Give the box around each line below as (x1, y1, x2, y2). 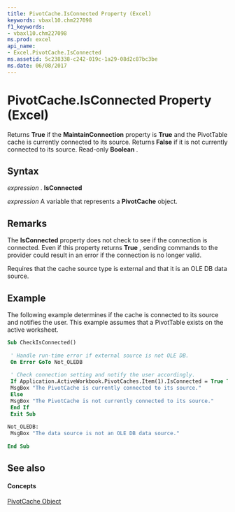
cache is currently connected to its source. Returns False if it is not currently (7, 138, 228, 146)
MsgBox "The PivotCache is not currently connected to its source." (10, 397, 215, 404)
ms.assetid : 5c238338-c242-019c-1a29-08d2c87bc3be (7, 56, 158, 63)
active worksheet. (7, 326, 59, 334)
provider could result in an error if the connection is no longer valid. (7, 251, 201, 259)
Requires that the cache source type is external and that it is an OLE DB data (7, 265, 227, 273)
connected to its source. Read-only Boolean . (7, 145, 138, 154)
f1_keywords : (7, 23, 45, 30)
